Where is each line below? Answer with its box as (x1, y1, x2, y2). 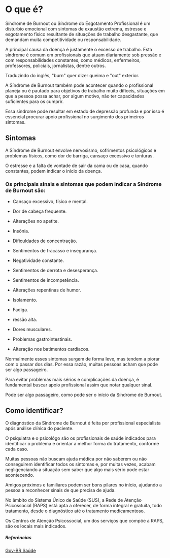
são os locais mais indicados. (5, 523, 67, 529)
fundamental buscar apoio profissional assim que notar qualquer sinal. (5, 382, 153, 388)
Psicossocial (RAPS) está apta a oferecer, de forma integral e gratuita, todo (5, 502, 162, 508)
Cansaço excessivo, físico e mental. (12, 199, 88, 205)
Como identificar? (5, 406, 63, 415)
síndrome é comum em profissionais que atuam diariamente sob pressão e (5, 52, 161, 58)
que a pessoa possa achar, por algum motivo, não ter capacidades (5, 93, 145, 99)
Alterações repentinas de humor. (12, 287, 81, 293)
